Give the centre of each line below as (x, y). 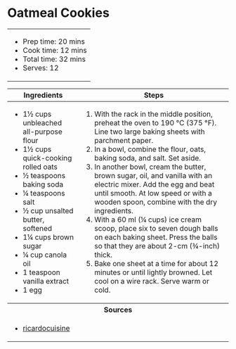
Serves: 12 (41, 68)
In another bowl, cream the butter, (150, 167)
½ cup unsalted (48, 210)
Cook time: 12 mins (55, 50)
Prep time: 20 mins (54, 42)
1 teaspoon (42, 272)
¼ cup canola (45, 255)
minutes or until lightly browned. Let (153, 272)
